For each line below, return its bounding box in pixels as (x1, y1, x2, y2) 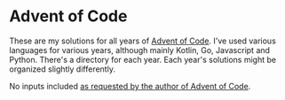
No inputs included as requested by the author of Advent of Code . (9, 81, 251, 91)
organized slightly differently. (9, 64, 115, 74)
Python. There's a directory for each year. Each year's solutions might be (9, 54, 277, 65)
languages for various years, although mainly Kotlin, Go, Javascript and (9, 44, 271, 55)
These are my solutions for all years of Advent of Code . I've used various (9, 35, 277, 46)
